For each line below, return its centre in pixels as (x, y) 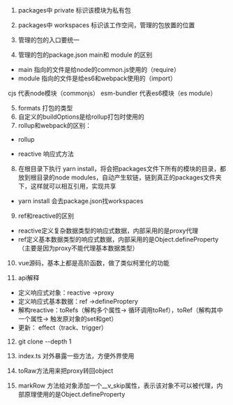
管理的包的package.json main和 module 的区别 (85, 55)
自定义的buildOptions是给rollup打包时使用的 (81, 117)
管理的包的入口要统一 (48, 40)
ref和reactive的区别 (46, 216)
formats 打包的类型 (45, 108)
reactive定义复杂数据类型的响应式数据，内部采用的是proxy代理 (108, 230)
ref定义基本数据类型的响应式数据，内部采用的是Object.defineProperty (118, 239)
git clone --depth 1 (45, 341)
